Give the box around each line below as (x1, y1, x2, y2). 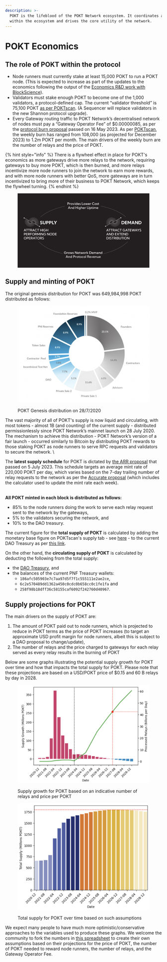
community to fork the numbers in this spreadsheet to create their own (5, 935, 150, 941)
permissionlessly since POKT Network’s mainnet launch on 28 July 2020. (5, 428, 156, 434)
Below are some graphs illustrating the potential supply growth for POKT (5, 659, 154, 665)
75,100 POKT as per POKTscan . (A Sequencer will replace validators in (12, 105, 157, 111)
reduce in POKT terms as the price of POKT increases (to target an (12, 628, 149, 634)
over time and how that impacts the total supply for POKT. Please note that (5, 665, 158, 671)
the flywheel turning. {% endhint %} (5, 184, 79, 190)
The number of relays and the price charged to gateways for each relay (12, 644, 159, 650)
